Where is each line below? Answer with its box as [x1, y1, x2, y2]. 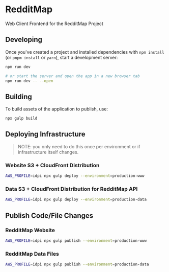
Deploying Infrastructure [5, 130, 86, 139]
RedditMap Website [5, 226, 55, 234]
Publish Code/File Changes [5, 211, 94, 220]
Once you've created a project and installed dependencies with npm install [5, 49, 164, 55]
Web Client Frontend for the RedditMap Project [5, 20, 103, 27]
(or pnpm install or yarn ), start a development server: [5, 54, 118, 60]
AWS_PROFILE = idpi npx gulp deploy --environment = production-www [5, 173, 145, 178]
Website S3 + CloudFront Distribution [5, 162, 100, 169]
